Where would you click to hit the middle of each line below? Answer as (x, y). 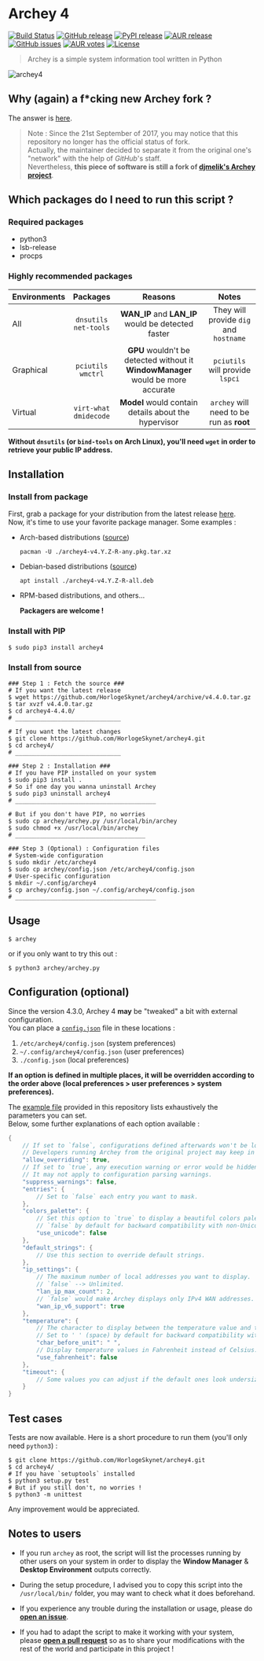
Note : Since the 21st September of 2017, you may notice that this (132, 133)
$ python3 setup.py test (49, 1481)
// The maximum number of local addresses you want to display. (144, 1277)
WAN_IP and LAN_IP (159, 314)
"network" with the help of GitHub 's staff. (94, 158)
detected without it (159, 360)
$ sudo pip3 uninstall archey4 (59, 794)
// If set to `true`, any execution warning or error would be (128, 1167)
